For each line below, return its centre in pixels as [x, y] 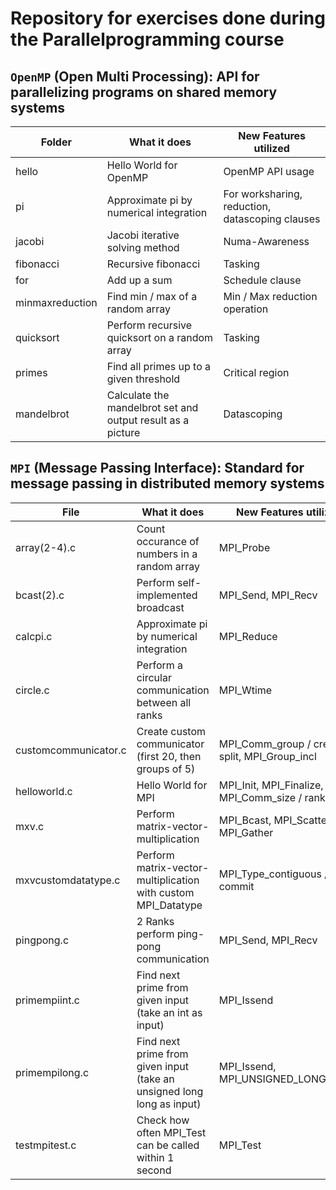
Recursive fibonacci [153, 264]
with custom [165, 892]
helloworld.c [44, 791]
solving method [143, 247]
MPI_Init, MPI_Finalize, [271, 785]
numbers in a [167, 554]
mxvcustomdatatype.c [68, 880]
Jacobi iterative [143, 235]
